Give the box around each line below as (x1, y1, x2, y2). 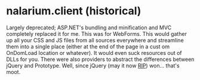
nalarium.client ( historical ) (6, 4, 141, 18)
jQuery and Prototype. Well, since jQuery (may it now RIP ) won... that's (6, 61, 180, 69)
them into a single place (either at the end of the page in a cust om (6, 43, 170, 50)
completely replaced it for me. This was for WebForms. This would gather (6, 30, 187, 37)
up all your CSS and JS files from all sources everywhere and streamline (6, 36, 184, 44)
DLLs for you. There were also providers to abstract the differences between (6, 56, 195, 63)
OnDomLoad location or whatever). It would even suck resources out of (6, 49, 182, 56)
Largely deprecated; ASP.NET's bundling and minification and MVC (6, 24, 172, 31)
